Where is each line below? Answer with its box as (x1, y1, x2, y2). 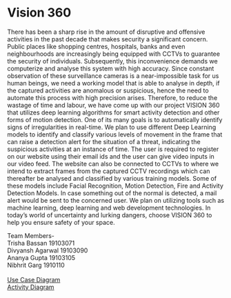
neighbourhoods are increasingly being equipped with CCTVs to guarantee (7, 50, 221, 58)
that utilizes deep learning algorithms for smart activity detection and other (7, 108, 220, 117)
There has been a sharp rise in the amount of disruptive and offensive (7, 28, 205, 36)
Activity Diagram (7, 283, 54, 291)
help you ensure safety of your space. (7, 218, 115, 226)
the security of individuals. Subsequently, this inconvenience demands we (7, 57, 219, 65)
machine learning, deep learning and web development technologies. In (7, 203, 211, 212)
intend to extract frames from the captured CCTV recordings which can (7, 167, 210, 175)
